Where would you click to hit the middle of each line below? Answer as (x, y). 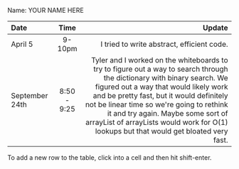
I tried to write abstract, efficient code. (164, 44)
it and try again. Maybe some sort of (168, 113)
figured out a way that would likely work (161, 87)
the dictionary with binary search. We (166, 78)
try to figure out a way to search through (161, 69)
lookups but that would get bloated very (161, 131)
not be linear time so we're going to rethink (156, 104)
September (30, 96)
